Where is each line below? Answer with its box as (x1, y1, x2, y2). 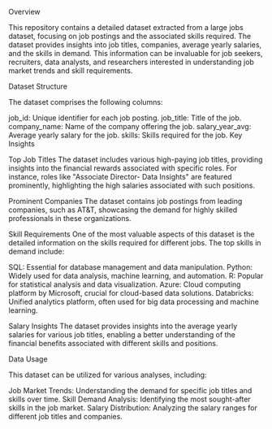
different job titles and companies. (8, 412, 123, 421)
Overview (8, 7, 41, 16)
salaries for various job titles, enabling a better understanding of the (8, 330, 235, 340)
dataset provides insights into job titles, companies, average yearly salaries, (8, 40, 262, 50)
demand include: (8, 247, 65, 256)
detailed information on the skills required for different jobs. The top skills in (8, 238, 261, 247)
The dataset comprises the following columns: (8, 97, 164, 106)
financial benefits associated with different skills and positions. (8, 339, 218, 348)
